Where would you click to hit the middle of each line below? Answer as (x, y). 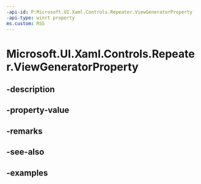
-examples (27, 173)
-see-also (25, 152)
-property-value (38, 110)
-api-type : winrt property (41, 18)
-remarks (24, 131)
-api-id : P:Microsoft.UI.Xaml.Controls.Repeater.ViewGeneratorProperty (99, 12)
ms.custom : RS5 (26, 23)
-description (31, 89)
